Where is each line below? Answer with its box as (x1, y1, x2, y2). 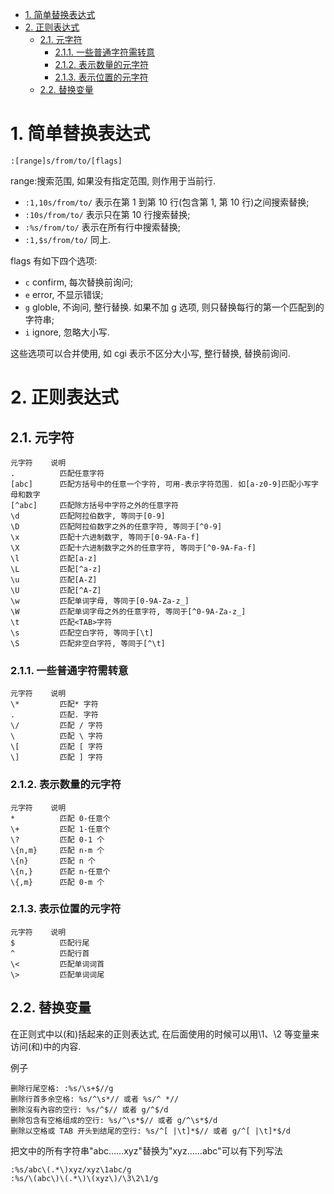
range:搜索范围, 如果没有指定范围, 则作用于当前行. (10, 174, 217, 187)
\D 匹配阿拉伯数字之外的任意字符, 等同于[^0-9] (10, 521, 223, 532)
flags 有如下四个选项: (10, 254, 98, 267)
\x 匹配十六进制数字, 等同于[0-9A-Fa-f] (10, 532, 200, 542)
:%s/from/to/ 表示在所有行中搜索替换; (24, 221, 181, 233)
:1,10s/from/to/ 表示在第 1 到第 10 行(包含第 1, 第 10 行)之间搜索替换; (24, 196, 310, 208)
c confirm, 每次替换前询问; (24, 276, 134, 288)
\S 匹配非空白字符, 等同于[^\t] (10, 638, 166, 648)
